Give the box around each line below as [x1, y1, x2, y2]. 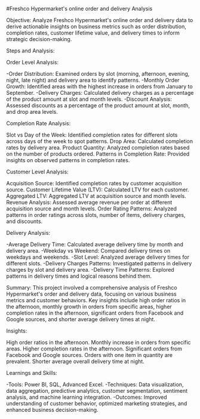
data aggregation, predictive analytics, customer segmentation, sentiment [6, 387, 188, 394]
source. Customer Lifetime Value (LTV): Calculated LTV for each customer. [6, 186, 189, 193]
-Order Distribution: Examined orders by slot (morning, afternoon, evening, [6, 70, 190, 77]
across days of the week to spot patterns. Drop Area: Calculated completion [6, 138, 193, 145]
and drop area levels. [6, 108, 59, 115]
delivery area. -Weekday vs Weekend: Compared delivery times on [6, 247, 171, 254]
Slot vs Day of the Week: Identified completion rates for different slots [6, 131, 178, 138]
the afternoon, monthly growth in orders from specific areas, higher [6, 303, 172, 310]
